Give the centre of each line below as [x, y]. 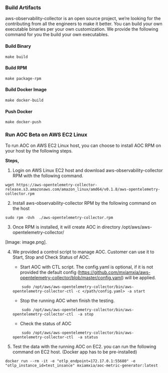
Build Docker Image [26, 90]
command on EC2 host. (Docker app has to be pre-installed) [75, 352]
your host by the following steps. [39, 151]
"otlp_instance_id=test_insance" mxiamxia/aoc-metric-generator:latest [81, 366]
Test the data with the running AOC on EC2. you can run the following [84, 347]
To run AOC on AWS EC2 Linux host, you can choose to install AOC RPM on [83, 145]
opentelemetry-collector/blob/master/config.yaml [71, 278]
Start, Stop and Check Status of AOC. [51, 257]
